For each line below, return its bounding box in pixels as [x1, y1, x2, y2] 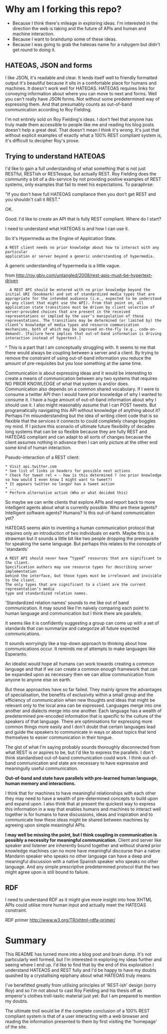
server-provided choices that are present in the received [5, 309, 131, 314]
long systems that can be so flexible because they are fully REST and [5, 429, 147, 435]
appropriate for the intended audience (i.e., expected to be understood [5, 296, 162, 301]
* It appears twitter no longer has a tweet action [5, 481, 115, 487]
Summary [5, 935, 46, 946]
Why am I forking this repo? [5, 4, 122, 15]
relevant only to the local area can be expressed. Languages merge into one [5, 702, 162, 708]
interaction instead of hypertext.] [5, 335, 81, 340]
